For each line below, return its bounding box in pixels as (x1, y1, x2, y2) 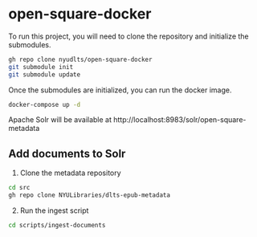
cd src (8, 184, 31, 192)
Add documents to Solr (8, 146, 126, 161)
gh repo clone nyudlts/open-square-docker (8, 55, 153, 63)
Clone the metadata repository (19, 168, 122, 178)
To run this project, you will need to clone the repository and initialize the (8, 31, 249, 41)
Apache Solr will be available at (8, 115, 112, 125)
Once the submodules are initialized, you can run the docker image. (8, 85, 232, 95)
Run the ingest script (19, 206, 89, 215)
